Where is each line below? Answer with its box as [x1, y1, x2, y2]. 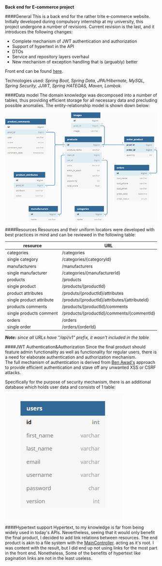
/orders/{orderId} [62, 324, 96, 330]
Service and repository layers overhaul [12, 54, 89, 60]
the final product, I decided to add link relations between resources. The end [5, 535, 158, 541]
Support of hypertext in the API [12, 44, 74, 49]
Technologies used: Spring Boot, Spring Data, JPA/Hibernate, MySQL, [5, 78, 145, 83]
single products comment [7, 310, 58, 316]
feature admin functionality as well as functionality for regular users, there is [5, 349, 157, 355]
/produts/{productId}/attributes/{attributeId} [62, 297, 149, 302]
